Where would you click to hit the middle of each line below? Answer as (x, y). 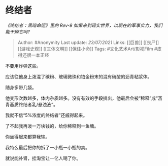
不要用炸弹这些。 (23, 66)
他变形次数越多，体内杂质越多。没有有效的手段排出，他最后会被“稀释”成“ (82, 98)
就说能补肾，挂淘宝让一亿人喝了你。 (43, 158)
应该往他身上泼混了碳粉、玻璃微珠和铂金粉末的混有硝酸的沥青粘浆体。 (79, 76)
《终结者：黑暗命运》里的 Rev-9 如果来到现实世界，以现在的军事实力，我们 (84, 25)
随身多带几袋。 (21, 87)
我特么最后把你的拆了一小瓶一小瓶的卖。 (47, 147)
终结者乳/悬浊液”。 (38, 104)
